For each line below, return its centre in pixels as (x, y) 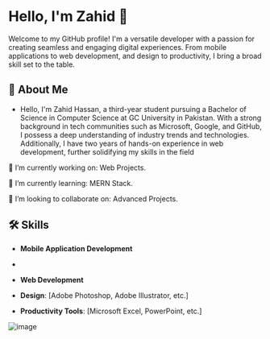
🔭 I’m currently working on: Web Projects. (77, 167)
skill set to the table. (42, 64)
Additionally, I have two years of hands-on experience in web (122, 143)
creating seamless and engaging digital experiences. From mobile (118, 47)
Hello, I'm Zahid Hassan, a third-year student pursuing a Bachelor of (133, 109)
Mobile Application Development (76, 248)
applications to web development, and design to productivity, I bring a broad (135, 56)
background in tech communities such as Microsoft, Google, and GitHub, (141, 126)
